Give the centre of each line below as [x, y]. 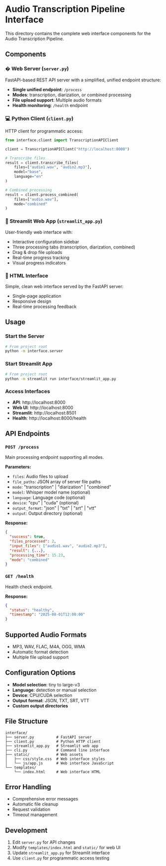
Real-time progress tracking [41, 257]
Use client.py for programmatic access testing [61, 858]
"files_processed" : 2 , [33, 542]
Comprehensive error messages [45, 799]
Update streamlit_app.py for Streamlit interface [61, 853]
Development [27, 830]
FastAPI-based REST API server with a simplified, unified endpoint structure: [83, 80]
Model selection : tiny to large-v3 [46, 684]
